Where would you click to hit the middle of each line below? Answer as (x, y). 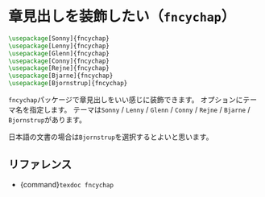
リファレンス (40, 164)
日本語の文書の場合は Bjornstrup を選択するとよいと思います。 (111, 137)
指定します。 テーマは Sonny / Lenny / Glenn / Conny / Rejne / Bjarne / (140, 110)
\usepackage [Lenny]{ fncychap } (59, 46)
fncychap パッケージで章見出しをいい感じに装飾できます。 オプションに (126, 100)
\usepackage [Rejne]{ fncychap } (59, 68)
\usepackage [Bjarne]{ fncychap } (61, 76)
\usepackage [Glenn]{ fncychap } (59, 53)
